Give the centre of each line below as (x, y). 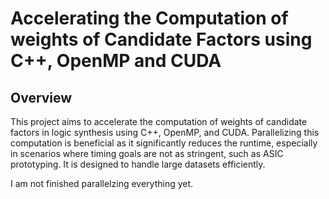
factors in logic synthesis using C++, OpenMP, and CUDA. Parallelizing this (165, 132)
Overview (41, 97)
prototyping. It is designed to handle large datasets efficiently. (138, 164)
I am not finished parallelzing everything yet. (102, 183)
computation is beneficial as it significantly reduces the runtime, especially (164, 143)
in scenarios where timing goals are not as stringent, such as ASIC (147, 153)
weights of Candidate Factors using (161, 39)
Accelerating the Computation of (149, 18)
